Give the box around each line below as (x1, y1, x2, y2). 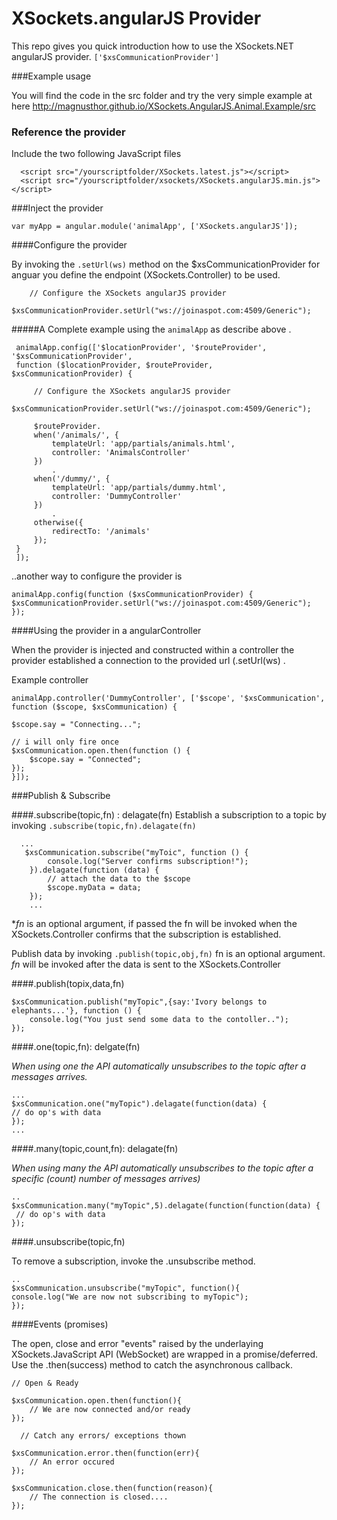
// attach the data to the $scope (47, 874, 191, 884)
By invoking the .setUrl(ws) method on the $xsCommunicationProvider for (11, 258, 321, 271)
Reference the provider (11, 125, 126, 139)
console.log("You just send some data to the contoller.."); (29, 1015, 289, 1025)
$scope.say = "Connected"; (29, 755, 142, 765)
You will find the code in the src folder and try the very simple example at (11, 89, 313, 101)
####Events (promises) (11, 1318, 109, 1331)
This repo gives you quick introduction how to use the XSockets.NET (11, 40, 294, 52)
